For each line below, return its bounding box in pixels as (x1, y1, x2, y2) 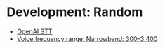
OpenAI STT (16, 27, 53, 35)
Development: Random (6, 4, 143, 20)
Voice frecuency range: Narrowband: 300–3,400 (16, 34, 158, 42)
